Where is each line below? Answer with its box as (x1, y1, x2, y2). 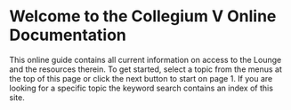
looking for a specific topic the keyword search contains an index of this (9, 82, 274, 93)
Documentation (9, 25, 127, 45)
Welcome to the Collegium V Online (9, 6, 277, 27)
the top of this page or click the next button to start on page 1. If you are (9, 73, 273, 83)
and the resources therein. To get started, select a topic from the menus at (9, 64, 282, 75)
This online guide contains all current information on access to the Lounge (9, 54, 282, 65)
